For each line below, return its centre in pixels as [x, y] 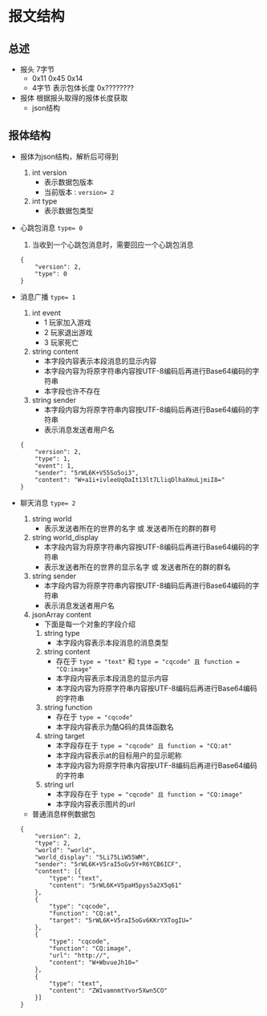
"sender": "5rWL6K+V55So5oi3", [87, 473]
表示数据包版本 [69, 182]
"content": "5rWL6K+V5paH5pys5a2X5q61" [115, 885]
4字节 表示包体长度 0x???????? [83, 88]
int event [47, 313]
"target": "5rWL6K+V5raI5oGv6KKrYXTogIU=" [121, 920]
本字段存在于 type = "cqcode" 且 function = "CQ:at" [144, 745]
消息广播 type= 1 [48, 297]
